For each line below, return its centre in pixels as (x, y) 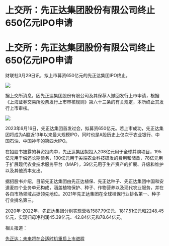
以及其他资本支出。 (25, 171)
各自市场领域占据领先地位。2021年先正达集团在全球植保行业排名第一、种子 (83, 194)
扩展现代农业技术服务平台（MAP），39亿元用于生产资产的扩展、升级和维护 (87, 164)
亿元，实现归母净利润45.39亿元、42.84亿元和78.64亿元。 (65, 217)
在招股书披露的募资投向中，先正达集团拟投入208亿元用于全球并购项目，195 (83, 152)
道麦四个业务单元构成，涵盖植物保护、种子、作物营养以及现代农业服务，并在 (84, 188)
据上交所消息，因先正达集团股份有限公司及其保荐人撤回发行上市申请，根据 (82, 96)
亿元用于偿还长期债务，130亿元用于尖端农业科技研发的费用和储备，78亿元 (82, 158)
